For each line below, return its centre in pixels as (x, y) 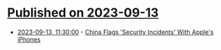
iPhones (29, 39)
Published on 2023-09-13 (83, 13)
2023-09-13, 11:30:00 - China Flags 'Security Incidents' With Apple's (115, 32)
